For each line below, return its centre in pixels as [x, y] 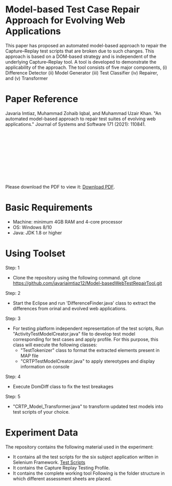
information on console [45, 366]
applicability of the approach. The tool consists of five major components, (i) [86, 67]
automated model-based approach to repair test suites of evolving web [81, 119]
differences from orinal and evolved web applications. [70, 308]
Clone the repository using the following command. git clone [77, 277]
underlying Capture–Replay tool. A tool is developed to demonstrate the [81, 62]
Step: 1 [12, 268]
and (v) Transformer [27, 78]
